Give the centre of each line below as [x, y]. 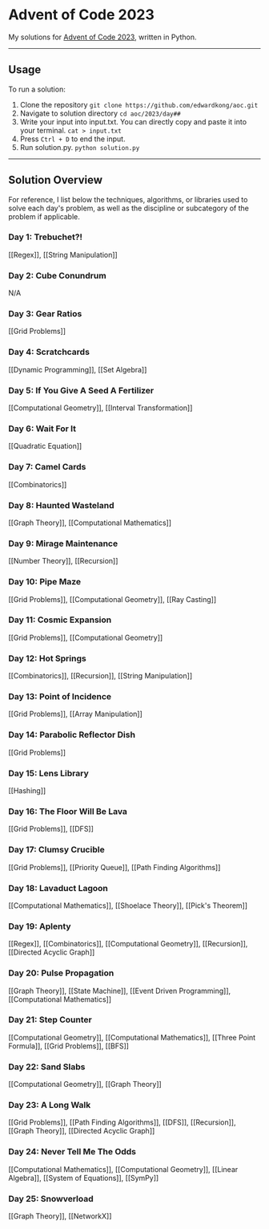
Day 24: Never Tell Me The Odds [72, 1152]
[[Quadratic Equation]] [45, 446]
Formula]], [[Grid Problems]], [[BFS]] [69, 1046]
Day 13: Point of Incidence [60, 697]
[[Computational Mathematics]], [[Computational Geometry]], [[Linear [123, 1169]
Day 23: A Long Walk [50, 1105]
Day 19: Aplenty [40, 926]
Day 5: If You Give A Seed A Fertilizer [81, 390]
